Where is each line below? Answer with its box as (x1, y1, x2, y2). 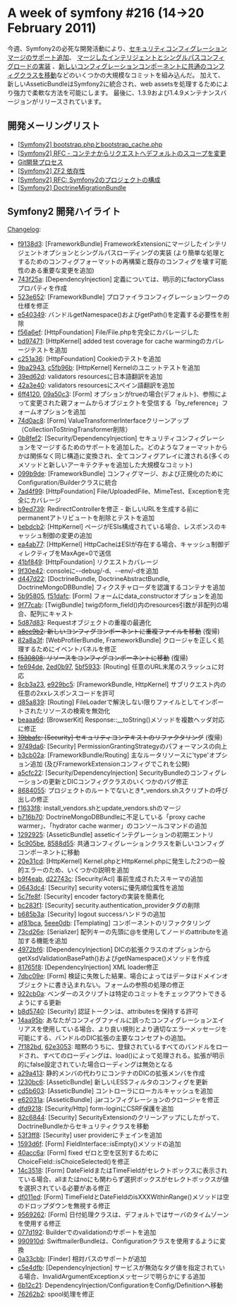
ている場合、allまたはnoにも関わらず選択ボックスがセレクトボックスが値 (17, 1175, 229, 1183)
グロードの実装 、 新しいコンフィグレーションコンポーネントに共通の (7, 62, 207, 70)
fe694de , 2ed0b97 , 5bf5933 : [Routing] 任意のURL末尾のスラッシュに (17, 662, 219, 671)
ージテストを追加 (17, 345, 68, 354)
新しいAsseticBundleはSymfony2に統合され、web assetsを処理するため (7, 79, 217, 88)
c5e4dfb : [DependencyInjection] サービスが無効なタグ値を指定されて (17, 1263, 219, 1272)
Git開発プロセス (17, 158, 63, 166)
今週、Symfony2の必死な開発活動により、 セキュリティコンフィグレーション (7, 44, 228, 52)
